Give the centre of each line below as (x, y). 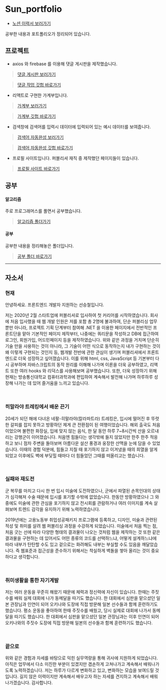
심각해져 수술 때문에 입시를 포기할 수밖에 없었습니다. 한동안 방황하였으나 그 (82, 497)
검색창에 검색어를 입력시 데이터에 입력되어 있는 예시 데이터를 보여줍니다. (82, 126)
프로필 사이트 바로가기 (39, 168)
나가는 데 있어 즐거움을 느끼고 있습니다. (52, 383)
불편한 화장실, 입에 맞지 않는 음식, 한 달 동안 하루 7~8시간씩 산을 (84, 431)
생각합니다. (29, 557)
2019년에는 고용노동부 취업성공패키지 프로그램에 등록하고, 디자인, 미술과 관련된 (81, 520)
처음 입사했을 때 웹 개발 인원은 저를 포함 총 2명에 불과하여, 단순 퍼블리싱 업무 (84, 321)
